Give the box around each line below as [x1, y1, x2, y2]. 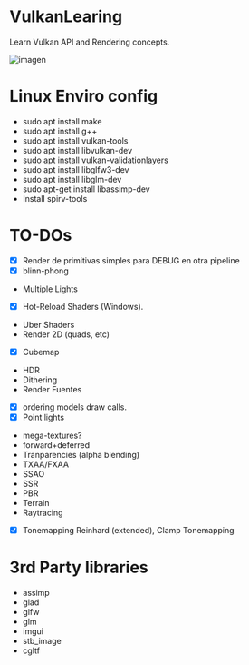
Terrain [22, 498, 50, 509]
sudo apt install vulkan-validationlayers [22, 154, 169, 165]
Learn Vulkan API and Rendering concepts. [9, 36, 170, 47]
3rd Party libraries [9, 557, 148, 578]
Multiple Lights [22, 283, 79, 294]
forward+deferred [22, 440, 91, 451]
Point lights [22, 412, 65, 423]
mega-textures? [22, 430, 82, 442]
